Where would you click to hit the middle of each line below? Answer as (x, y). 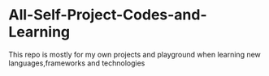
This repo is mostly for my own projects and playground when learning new (135, 54)
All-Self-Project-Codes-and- (108, 15)
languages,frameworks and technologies (77, 63)
